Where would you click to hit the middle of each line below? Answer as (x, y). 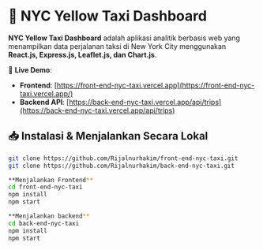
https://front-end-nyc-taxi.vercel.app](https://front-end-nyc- (156, 85)
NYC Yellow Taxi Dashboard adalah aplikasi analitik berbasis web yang (124, 38)
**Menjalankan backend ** (49, 216)
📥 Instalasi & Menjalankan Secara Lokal (108, 136)
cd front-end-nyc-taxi (45, 187)
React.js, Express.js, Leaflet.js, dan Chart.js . (83, 54)
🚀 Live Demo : (30, 69)
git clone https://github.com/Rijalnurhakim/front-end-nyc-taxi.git (123, 158)
